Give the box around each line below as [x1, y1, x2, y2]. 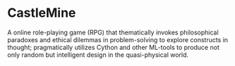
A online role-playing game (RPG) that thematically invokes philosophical [7, 28, 219, 37]
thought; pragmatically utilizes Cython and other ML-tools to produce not [7, 43, 220, 51]
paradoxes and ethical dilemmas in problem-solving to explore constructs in [7, 35, 228, 44]
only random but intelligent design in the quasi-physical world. [7, 51, 189, 59]
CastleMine [7, 5, 76, 21]
